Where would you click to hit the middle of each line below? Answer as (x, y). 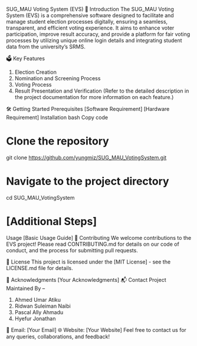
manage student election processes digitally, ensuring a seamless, (87, 22)
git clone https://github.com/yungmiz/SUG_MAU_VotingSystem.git (86, 157)
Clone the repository (58, 141)
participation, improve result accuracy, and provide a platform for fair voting (98, 34)
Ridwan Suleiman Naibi (42, 306)
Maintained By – (26, 288)
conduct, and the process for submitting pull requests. (72, 250)
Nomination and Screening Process (58, 78)
